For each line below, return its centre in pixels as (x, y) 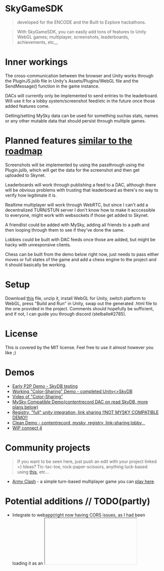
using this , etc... (33, 472)
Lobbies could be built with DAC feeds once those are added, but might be (80, 240)
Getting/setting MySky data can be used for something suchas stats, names (82, 116)
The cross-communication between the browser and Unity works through (79, 75)
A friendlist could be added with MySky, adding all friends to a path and (77, 225)
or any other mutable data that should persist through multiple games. (75, 120)
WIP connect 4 (27, 428)
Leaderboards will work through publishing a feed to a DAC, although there (81, 184)
